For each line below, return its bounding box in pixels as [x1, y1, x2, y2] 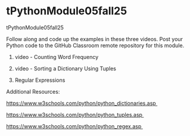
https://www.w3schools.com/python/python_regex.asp [6, 122, 142, 129]
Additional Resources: [6, 88, 60, 95]
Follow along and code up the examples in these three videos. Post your [6, 35, 183, 42]
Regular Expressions [14, 76, 66, 84]
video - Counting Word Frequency [14, 53, 99, 60]
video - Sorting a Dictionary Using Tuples [14, 64, 117, 72]
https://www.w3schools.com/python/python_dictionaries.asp [6, 100, 156, 107]
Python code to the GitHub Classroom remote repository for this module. [6, 42, 185, 49]
